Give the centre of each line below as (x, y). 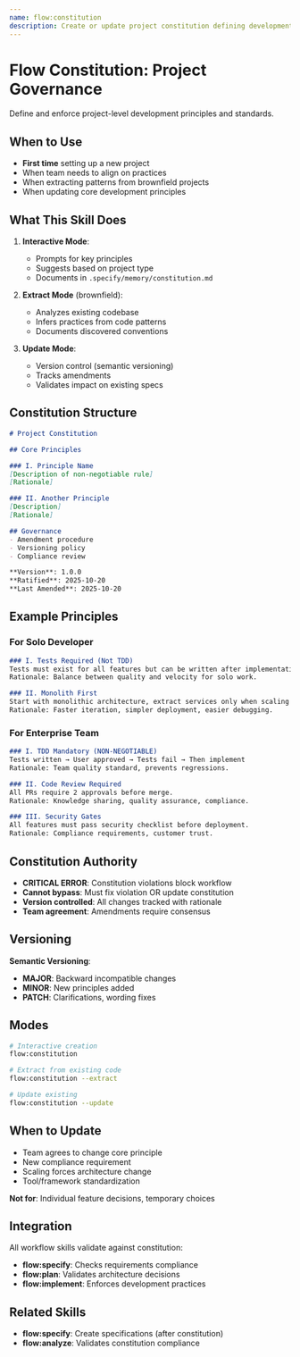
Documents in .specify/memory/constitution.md (124, 278)
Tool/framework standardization (81, 1181)
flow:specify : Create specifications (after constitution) (123, 1334)
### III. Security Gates (55, 817)
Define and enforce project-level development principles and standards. (142, 113)
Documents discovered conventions (102, 331)
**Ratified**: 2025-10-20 (57, 581)
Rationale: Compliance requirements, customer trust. (112, 833)
